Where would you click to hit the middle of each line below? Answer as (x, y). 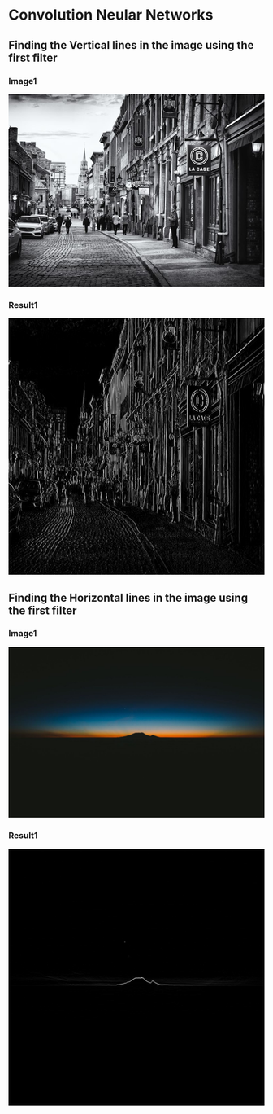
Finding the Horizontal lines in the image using (128, 597)
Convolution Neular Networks (111, 15)
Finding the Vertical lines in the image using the (131, 45)
